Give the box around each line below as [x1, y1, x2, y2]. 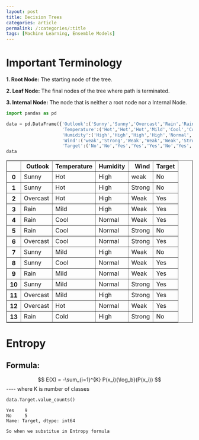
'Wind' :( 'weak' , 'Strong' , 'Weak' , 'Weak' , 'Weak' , [62, 138, 182, 144]
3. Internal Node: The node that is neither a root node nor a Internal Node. [6, 99, 188, 106]
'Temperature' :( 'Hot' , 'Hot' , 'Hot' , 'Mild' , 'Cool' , [62, 126, 187, 132]
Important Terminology [6, 56, 123, 70]
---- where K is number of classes [6, 385, 90, 393]
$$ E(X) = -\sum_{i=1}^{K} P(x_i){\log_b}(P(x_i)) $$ [37, 376, 162, 383]
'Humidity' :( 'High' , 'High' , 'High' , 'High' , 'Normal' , [62, 132, 192, 138]
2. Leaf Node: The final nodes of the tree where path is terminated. [6, 87, 170, 95]
